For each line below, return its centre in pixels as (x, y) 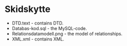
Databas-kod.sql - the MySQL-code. (49, 28)
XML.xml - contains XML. (38, 39)
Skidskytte (27, 9)
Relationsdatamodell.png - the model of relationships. (67, 33)
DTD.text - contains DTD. (37, 23)
